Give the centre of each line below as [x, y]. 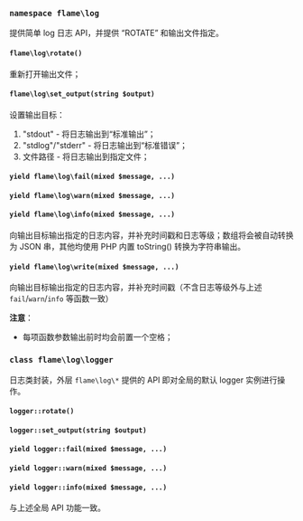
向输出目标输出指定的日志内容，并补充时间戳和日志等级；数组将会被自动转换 [151, 235]
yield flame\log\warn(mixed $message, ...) [92, 195]
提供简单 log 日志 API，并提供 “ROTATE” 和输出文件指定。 [116, 33]
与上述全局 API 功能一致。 [58, 508]
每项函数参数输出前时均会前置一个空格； [97, 337]
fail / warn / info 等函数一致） [61, 298]
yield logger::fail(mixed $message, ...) [88, 450]
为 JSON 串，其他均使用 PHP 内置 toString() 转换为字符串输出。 [128, 247]
